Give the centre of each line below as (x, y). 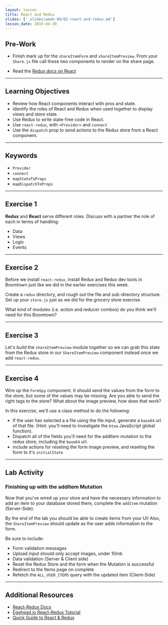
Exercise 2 (22, 267)
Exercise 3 (22, 335)
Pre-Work (21, 44)
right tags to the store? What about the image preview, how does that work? (83, 401)
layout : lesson (21, 10)
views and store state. (35, 114)
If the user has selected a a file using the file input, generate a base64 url (87, 420)
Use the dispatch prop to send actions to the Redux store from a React (85, 130)
